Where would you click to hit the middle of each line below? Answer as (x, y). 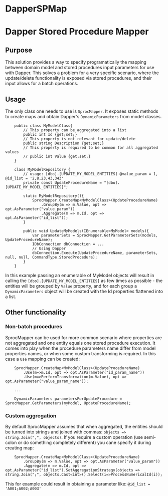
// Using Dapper (49, 249)
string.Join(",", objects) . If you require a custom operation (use (74, 437)
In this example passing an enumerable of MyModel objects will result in (80, 275)
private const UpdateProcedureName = (62, 183)
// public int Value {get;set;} (57, 156)
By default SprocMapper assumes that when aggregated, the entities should (84, 426)
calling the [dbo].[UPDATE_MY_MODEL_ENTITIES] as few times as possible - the (84, 281)
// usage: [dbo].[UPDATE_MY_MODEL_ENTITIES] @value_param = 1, (91, 174)
